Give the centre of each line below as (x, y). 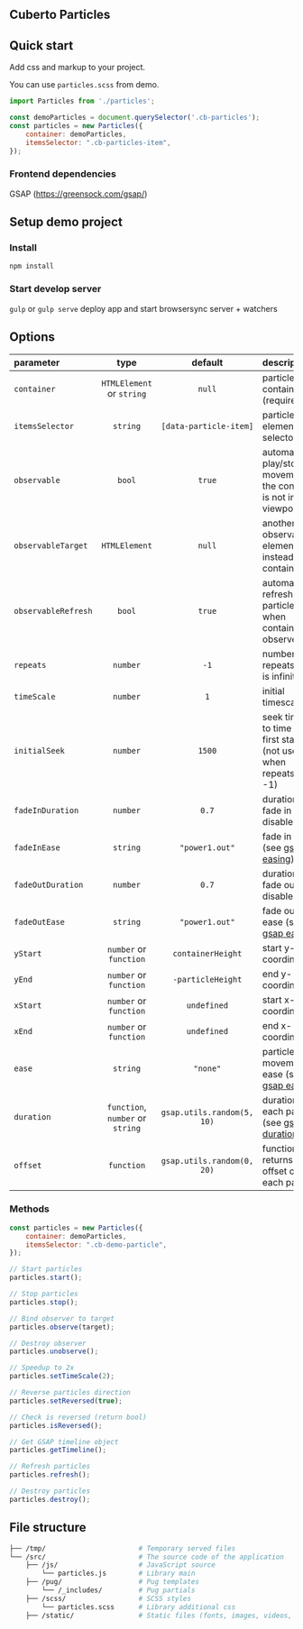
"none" (207, 1068)
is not (274, 497)
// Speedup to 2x (42, 1368)
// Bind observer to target (62, 1318)
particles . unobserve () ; (54, 1351)
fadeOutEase (40, 922)
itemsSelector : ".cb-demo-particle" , (96, 1245)
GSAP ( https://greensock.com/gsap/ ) (78, 194)
